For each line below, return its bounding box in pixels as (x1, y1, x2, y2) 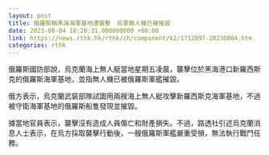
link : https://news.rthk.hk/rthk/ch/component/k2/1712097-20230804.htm (8, 34, 252, 42)
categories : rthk (8, 42, 66, 50)
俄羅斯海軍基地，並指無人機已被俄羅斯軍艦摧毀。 (22, 74, 184, 84)
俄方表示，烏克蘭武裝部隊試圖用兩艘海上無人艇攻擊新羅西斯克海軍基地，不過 (8, 91, 261, 101)
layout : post (8, 11, 52, 20)
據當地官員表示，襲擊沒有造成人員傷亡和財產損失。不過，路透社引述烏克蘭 (8, 118, 254, 128)
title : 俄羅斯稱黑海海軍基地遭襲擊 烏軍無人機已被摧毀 (8, 19, 171, 27)
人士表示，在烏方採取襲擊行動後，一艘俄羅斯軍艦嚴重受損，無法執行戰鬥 (14, 129, 254, 138)
